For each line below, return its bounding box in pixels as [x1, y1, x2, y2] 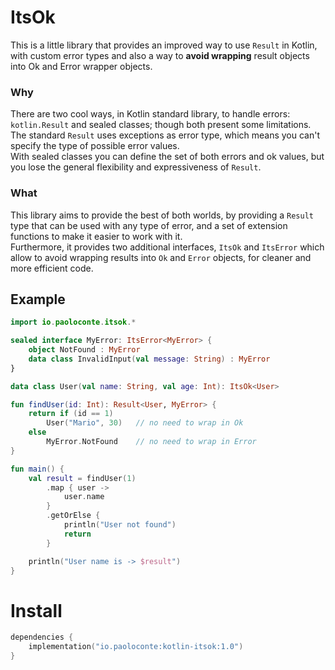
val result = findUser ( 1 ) [28, 473, 137, 483]
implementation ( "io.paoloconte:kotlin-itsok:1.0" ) [28, 642, 244, 652]
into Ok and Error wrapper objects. [10, 60, 153, 72]
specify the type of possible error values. [10, 140, 180, 152]
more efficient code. [10, 262, 94, 274]
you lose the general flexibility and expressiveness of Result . [10, 161, 262, 173]
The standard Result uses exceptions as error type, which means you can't [10, 129, 321, 141]
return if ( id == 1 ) [28, 409, 114, 419]
